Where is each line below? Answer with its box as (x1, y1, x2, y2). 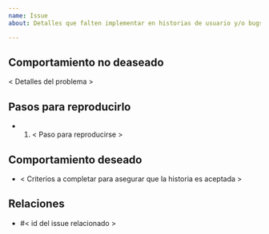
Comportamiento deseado (8, 153, 143, 166)
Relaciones (8, 197, 66, 211)
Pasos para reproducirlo (8, 100, 131, 113)
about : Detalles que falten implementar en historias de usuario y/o (8, 19, 246, 27)
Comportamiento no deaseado (8, 55, 164, 69)
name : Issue (8, 11, 48, 20)
